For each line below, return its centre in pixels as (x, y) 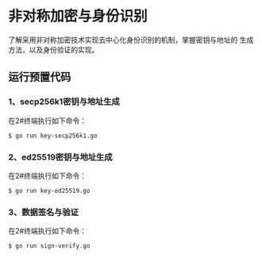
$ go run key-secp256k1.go (53, 136)
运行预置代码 (40, 77)
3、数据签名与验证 (44, 212)
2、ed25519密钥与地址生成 (60, 157)
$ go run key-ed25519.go (49, 191)
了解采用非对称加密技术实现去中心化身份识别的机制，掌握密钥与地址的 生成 (131, 40)
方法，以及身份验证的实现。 (54, 49)
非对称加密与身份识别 (78, 16)
